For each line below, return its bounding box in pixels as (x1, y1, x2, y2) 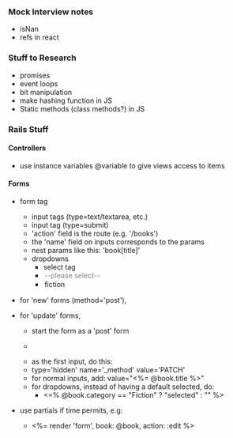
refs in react (19, 32, 59, 42)
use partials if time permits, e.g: (19, 406, 123, 415)
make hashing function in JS (19, 96, 113, 105)
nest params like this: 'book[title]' (31, 245, 141, 255)
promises (19, 70, 51, 80)
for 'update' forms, (19, 311, 81, 320)
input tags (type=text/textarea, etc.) (31, 212, 148, 221)
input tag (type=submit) (31, 220, 109, 229)
